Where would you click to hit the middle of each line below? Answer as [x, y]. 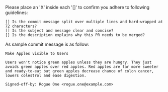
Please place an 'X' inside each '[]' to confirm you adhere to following [77, 7]
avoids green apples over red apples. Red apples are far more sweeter [82, 67]
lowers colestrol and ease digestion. [46, 75]
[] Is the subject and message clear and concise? [59, 31]
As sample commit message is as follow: [47, 44]
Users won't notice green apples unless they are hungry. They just [78, 62]
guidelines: [17, 13]
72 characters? [21, 26]
